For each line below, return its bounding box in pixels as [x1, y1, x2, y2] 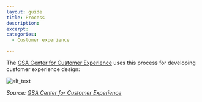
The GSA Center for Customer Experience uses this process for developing [6, 59, 196, 66]
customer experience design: [6, 66, 81, 73]
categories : [6, 32, 37, 38]
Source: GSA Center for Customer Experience [6, 89, 122, 96]
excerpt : [6, 25, 29, 32]
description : [6, 20, 40, 26]
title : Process [6, 15, 45, 21]
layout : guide [6, 8, 43, 15]
